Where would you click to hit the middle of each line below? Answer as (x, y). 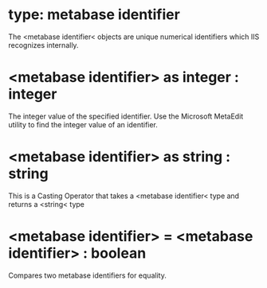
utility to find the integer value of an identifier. (83, 124)
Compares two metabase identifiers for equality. (88, 275)
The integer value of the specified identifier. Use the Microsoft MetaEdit (126, 116)
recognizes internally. (43, 45)
